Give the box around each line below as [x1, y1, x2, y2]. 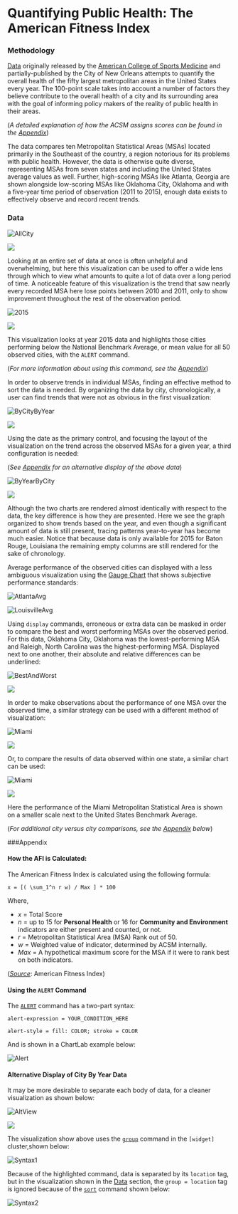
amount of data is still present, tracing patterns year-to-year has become [7, 526, 221, 535]
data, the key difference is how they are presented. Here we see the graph [7, 511, 225, 520]
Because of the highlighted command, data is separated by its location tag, [7, 1170, 229, 1178]
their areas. [7, 107, 41, 115]
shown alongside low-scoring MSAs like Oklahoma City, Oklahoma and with [7, 180, 229, 189]
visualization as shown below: [7, 1094, 95, 1102]
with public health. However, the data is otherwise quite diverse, [7, 157, 195, 166]
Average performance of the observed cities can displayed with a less [7, 562, 212, 571]
